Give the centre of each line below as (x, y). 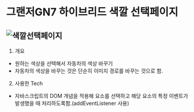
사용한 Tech (29, 83)
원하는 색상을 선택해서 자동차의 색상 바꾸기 (64, 63)
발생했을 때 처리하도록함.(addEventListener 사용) (72, 103)
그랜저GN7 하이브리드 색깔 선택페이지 (92, 12)
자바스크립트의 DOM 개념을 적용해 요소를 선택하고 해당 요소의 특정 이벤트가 (101, 96)
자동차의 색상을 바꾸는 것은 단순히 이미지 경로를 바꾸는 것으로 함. (89, 71)
